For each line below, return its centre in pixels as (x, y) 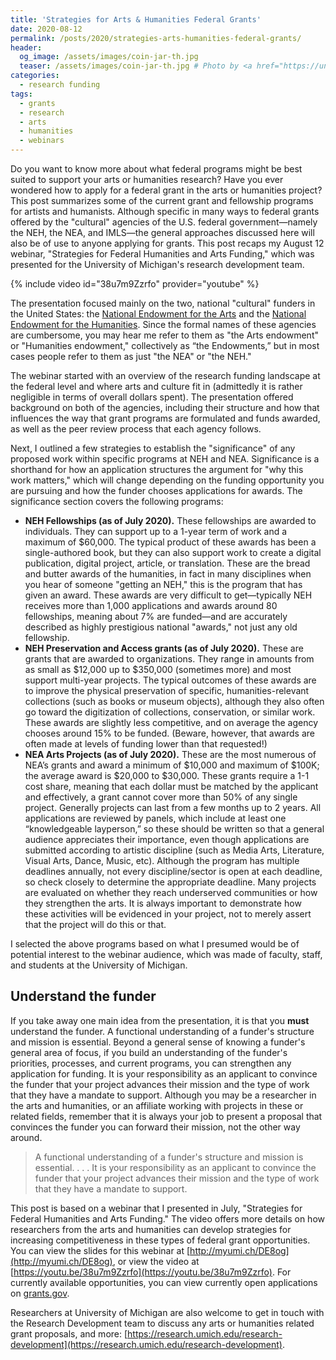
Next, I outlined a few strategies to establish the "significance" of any (153, 448)
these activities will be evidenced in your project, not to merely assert (168, 914)
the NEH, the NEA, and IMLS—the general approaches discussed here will (162, 232)
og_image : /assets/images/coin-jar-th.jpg (109, 57)
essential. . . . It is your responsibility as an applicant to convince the (175, 1167)
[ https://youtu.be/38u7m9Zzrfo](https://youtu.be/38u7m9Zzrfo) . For (151, 1272)
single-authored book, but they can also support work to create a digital (173, 552)
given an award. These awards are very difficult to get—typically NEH (168, 595)
